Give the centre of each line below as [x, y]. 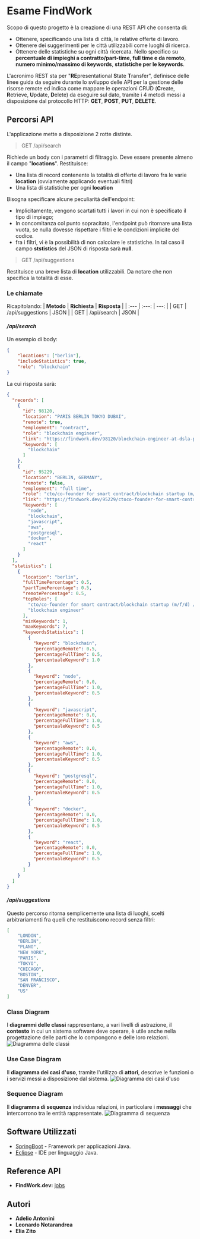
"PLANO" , [28, 947]
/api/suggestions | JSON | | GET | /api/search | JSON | [73, 313]
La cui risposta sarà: [31, 383]
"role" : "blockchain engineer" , [62, 433]
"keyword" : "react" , [58, 842]
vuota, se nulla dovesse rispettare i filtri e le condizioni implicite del [97, 229]
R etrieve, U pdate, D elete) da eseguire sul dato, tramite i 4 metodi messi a [96, 95]
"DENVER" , [30, 986]
